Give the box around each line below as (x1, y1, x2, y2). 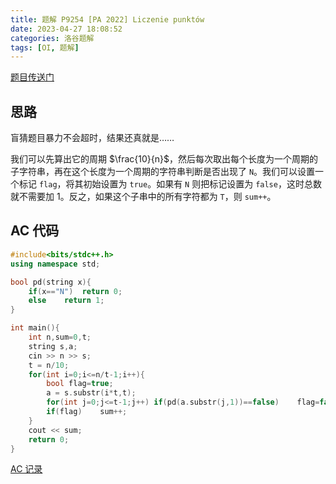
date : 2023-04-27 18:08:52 (10, 24, 123, 34)
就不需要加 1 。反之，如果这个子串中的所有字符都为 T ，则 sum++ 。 (10, 191, 277, 203)
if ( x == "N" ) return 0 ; (28, 286, 123, 296)
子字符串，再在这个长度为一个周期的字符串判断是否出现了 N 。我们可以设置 (10, 166, 316, 178)
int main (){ (10, 323, 60, 333)
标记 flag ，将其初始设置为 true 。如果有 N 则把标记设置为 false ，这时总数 (18, 178, 322, 190)
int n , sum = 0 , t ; (28, 332, 92, 342)
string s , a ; (28, 341, 78, 351)
